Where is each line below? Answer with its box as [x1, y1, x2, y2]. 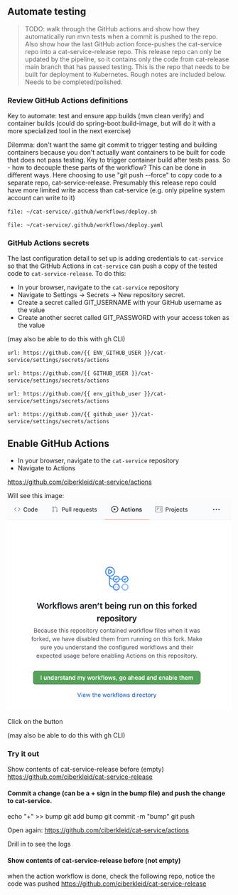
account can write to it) [7, 194, 76, 202]
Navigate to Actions [17, 464, 76, 472]
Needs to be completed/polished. [24, 78, 123, 86]
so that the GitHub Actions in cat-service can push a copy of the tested [7, 262, 218, 270]
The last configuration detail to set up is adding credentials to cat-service [7, 254, 224, 263]
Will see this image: [7, 492, 65, 500]
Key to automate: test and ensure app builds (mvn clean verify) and [7, 112, 205, 120]
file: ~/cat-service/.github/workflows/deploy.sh [7, 208, 158, 216]
